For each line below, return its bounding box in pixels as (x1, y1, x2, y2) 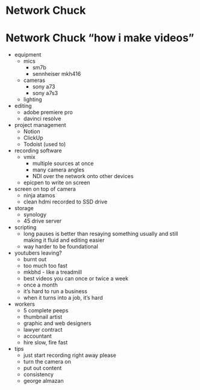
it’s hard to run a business (23, 288, 88, 295)
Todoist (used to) (23, 141, 66, 148)
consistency (23, 371, 54, 378)
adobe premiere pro (23, 109, 73, 116)
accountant (23, 332, 52, 340)
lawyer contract (23, 326, 63, 333)
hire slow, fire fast (23, 339, 68, 346)
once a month (23, 281, 58, 289)
